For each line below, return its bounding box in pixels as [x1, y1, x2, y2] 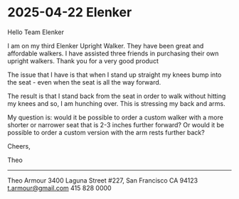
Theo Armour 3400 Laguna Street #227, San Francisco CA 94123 [7, 176, 198, 185]
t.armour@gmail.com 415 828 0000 [7, 183, 112, 192]
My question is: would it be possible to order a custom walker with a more [7, 113, 224, 122]
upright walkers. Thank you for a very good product [7, 56, 159, 65]
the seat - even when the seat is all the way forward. [7, 77, 161, 86]
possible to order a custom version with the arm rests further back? [7, 128, 205, 136]
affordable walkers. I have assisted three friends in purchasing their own [7, 49, 219, 58]
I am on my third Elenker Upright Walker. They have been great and [7, 41, 204, 50]
